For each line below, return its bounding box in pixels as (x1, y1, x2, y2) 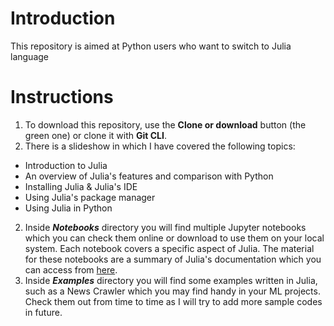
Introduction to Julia (24, 159, 108, 171)
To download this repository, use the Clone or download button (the (24, 118, 307, 131)
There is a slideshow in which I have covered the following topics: (24, 140, 296, 152)
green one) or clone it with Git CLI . (24, 129, 167, 141)
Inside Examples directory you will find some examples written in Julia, (24, 274, 318, 286)
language (10, 50, 49, 62)
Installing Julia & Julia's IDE (24, 180, 138, 192)
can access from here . (24, 263, 118, 276)
